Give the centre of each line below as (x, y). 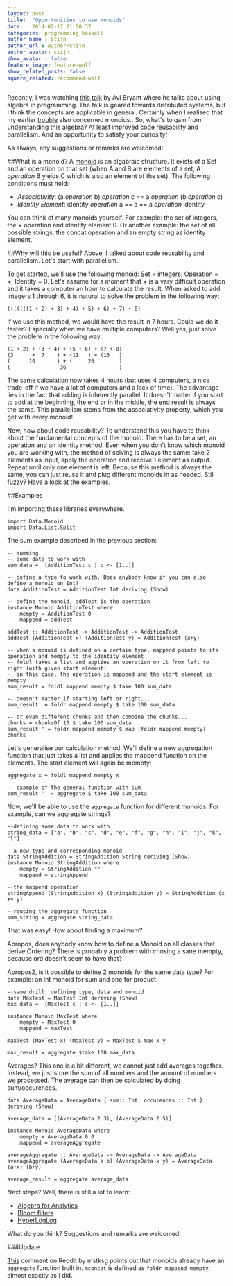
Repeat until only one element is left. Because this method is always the (110, 467)
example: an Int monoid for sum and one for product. (83, 980)
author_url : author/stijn (46, 46)
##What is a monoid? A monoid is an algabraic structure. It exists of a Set (112, 162)
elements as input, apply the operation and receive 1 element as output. (109, 460)
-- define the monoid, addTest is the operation (79, 602)
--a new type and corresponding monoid (65, 851)
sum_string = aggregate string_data (60, 918)
